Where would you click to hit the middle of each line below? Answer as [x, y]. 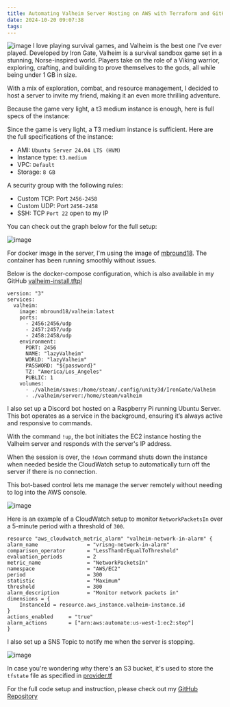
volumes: [32, 384]
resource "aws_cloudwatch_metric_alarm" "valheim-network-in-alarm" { [110, 539]
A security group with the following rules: [65, 186]
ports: [29, 318]
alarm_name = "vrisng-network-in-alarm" [88, 545]
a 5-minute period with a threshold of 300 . [66, 526]
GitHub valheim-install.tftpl [45, 281]
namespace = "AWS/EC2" [64, 569]
